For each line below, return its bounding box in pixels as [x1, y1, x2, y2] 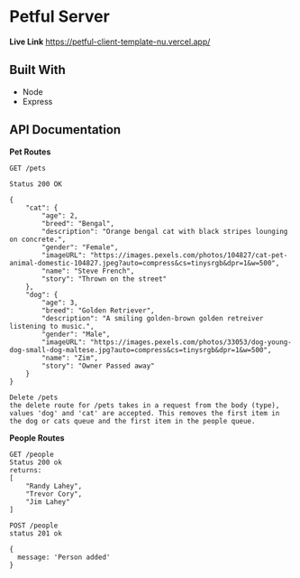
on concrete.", [9, 235, 67, 244]
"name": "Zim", [41, 353, 99, 362]
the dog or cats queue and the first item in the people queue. [9, 416, 256, 425]
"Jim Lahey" [25, 497, 70, 507]
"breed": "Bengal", [41, 219, 115, 228]
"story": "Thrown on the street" [41, 274, 168, 284]
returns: [9, 465, 42, 475]
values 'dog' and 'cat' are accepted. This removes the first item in [9, 408, 280, 417]
